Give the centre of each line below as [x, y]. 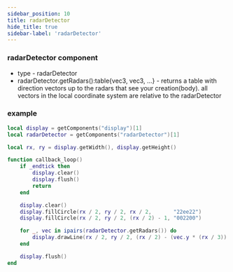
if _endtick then [45, 166]
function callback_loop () [45, 160]
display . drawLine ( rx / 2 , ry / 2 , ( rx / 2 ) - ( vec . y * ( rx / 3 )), [131, 238]
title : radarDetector [39, 20]
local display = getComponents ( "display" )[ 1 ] [75, 128]
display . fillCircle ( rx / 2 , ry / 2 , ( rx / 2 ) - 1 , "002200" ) [111, 218]
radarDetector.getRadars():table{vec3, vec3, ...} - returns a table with [117, 81]
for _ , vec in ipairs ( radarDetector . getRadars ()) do [98, 231]
